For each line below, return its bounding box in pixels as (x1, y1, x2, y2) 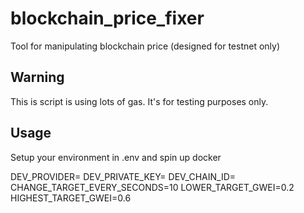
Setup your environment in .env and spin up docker (10, 151, 222, 163)
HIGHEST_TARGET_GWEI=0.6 (10, 192, 132, 204)
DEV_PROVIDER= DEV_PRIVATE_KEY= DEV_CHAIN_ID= (10, 170, 237, 182)
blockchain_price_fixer (10, 7, 205, 30)
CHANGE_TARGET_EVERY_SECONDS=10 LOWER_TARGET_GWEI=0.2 (10, 181, 295, 193)
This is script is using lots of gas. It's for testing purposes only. (10, 95, 269, 107)
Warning (10, 69, 65, 86)
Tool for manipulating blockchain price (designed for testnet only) (10, 40, 281, 52)
